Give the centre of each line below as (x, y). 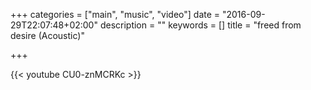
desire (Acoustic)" (47, 35)
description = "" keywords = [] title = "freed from (200, 25)
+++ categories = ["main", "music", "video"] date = (115, 14)
